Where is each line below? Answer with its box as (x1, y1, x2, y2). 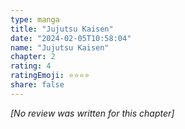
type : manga (10, 14, 60, 25)
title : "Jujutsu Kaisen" (10, 24, 114, 34)
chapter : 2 (10, 52, 56, 62)
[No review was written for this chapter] (10, 107, 175, 119)
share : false (10, 80, 65, 90)
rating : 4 (10, 61, 52, 71)
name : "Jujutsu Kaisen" (10, 42, 110, 53)
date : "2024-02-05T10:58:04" (10, 33, 132, 43)
